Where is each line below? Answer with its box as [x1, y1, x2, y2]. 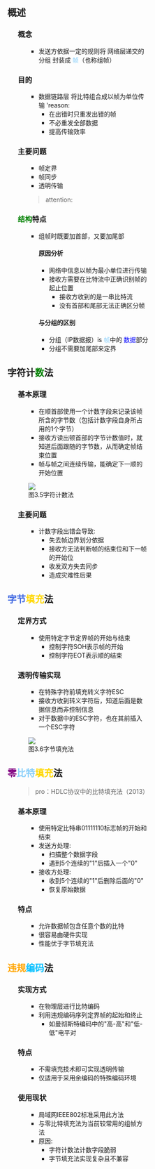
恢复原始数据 [49, 885, 87, 894]
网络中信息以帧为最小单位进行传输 [49, 266, 147, 274]
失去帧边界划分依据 [49, 536, 105, 544]
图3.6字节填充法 [28, 745, 75, 753]
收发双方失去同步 [49, 562, 98, 570]
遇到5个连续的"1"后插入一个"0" [49, 859, 138, 868]
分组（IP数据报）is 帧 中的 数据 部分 [49, 336, 149, 344]
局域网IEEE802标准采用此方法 [38, 1110, 124, 1118]
